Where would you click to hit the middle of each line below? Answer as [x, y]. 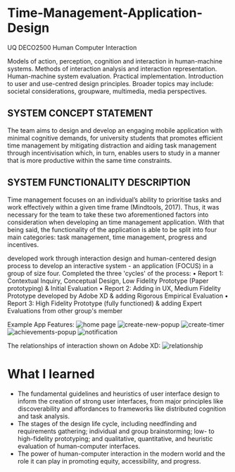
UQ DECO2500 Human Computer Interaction [72, 47]
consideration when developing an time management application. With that [116, 222]
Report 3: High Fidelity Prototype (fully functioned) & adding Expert [104, 303]
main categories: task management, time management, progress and [107, 237]
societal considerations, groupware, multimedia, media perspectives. [107, 91]
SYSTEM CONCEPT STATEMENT [80, 113]
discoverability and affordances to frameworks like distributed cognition [122, 409]
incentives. [23, 244]
